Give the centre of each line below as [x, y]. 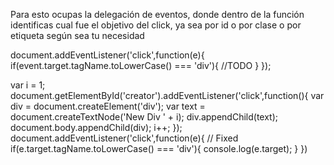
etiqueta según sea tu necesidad [77, 35]
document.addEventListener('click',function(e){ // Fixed [124, 138]
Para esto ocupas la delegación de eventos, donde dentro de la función [157, 14]
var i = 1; [28, 85]
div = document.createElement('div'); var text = [108, 106]
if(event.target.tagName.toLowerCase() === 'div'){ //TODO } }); [141, 65]
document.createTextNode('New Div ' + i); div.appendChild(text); [144, 117]
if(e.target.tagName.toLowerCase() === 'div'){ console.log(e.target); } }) [159, 148]
